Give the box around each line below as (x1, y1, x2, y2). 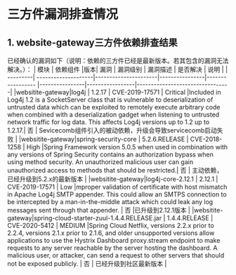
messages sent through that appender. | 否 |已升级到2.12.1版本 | (7, 206, 191, 214)
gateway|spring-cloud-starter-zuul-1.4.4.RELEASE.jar (7, 214, 162, 222)
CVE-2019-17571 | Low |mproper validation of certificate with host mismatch (7, 183, 228, 191)
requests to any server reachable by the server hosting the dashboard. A (7, 243, 218, 252)
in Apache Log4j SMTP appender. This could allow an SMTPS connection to (7, 190, 227, 199)
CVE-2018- (190, 135, 223, 143)
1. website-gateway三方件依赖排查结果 (7, 36, 178, 48)
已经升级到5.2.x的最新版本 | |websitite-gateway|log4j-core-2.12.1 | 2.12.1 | (7, 175, 218, 183)
